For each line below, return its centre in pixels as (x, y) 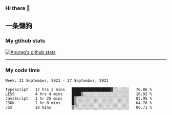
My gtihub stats (25, 41)
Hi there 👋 (18, 8)
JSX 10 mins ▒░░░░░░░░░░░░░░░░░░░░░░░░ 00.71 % (79, 107)
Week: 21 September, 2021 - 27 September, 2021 (57, 80)
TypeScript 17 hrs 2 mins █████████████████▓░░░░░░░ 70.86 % (79, 89)
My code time (23, 70)
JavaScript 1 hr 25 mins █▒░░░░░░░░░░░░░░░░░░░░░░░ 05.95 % (79, 98)
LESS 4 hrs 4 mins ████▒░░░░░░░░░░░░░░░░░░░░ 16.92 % (79, 94)
